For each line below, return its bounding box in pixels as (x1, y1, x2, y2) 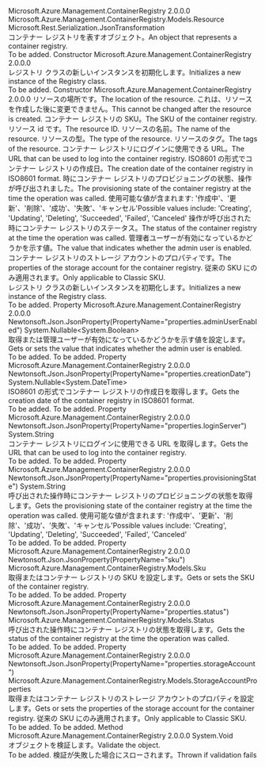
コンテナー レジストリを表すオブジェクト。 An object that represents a (8, 33, 237, 41)
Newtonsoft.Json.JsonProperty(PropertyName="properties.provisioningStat (8, 474, 257, 482)
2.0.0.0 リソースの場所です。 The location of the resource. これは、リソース (8, 94, 253, 104)
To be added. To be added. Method (8, 723, 123, 731)
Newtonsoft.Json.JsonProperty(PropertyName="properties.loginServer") (8, 421, 247, 430)
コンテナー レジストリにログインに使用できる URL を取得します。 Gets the (8, 439, 248, 448)
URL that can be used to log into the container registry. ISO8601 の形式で (8, 154, 246, 163)
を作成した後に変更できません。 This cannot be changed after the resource (8, 105, 252, 113)
